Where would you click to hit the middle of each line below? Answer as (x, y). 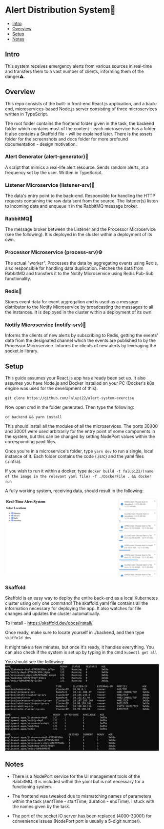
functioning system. (32, 787)
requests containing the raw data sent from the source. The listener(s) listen (82, 201)
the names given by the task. (41, 806)
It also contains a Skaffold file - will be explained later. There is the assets (79, 134)
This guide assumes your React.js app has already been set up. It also (75, 378)
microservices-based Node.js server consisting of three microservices (86, 109)
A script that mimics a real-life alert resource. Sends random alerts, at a (77, 167)
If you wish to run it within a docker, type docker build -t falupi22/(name (79, 471)
